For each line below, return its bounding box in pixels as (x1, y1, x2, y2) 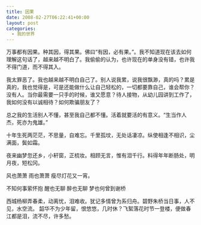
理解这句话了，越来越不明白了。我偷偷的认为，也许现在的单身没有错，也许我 (6, 56, 195, 63)
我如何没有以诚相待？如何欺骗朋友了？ (6, 98, 100, 106)
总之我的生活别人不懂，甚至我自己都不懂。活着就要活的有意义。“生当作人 (6, 112, 187, 119)
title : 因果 (6, 8, 34, 15)
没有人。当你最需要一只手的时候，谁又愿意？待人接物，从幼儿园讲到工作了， (6, 91, 195, 98)
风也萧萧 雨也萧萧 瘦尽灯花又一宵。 (6, 172, 93, 179)
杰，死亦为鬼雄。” (6, 119, 48, 126)
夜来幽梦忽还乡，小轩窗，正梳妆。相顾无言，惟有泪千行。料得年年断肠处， (6, 152, 190, 159)
